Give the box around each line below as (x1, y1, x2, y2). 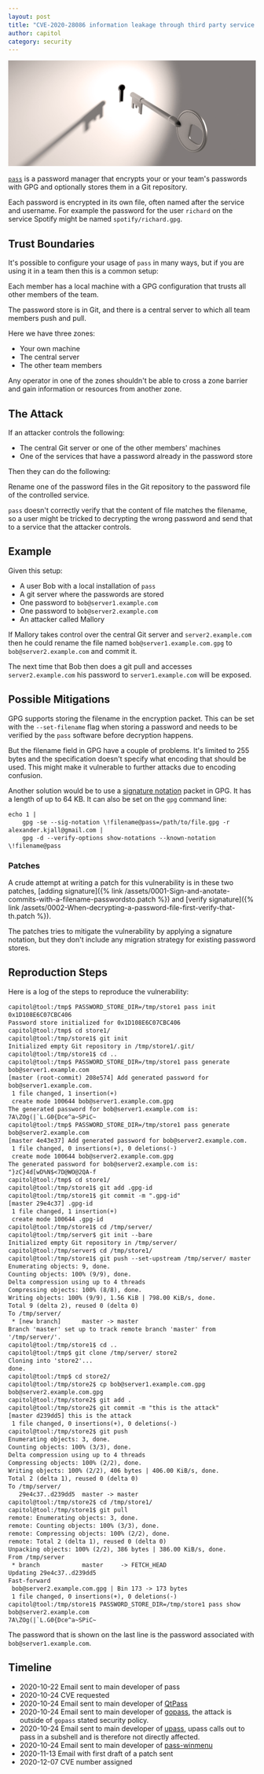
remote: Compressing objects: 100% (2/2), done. (8, 1530, 170, 1537)
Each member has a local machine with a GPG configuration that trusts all (8, 281, 246, 291)
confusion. (8, 770, 43, 780)
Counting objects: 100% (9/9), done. (8, 1270, 132, 1278)
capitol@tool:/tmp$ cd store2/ (8, 1372, 111, 1380)
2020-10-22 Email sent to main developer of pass (19, 1682, 181, 1691)
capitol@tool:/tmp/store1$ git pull (8, 1506, 128, 1514)
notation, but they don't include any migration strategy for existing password (8, 935, 256, 944)
